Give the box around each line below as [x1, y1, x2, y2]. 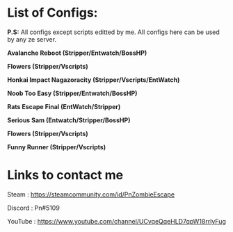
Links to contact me [7, 167, 124, 183]
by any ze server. [7, 35, 57, 43]
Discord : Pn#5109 [7, 204, 61, 212]
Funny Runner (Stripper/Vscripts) [7, 142, 106, 151]
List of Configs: [7, 5, 98, 21]
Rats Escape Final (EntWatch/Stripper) [7, 102, 121, 110]
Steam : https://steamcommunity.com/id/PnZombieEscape [7, 190, 175, 199]
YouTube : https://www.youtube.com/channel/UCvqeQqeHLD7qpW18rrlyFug [7, 217, 226, 225]
